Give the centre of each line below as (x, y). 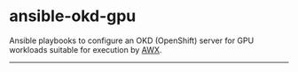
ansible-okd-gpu (73, 16)
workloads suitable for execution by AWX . (86, 49)
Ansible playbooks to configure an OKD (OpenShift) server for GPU (132, 40)
